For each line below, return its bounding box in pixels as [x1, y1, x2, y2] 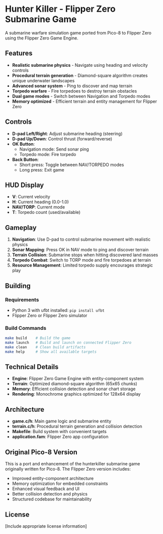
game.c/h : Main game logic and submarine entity [12, 418, 111, 424]
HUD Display [5, 181, 44, 189]
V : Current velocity [12, 194, 50, 200]
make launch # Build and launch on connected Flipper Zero [5, 340, 132, 345]
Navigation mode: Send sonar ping [19, 146, 89, 152]
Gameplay [5, 223, 37, 232]
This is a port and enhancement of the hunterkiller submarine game [5, 461, 140, 467]
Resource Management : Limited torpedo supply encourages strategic [12, 262, 153, 268]
